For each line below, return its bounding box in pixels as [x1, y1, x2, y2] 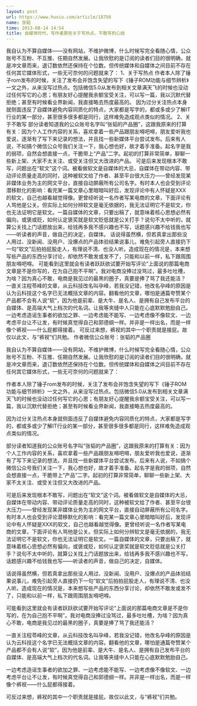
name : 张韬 [6, 19, 31, 25]
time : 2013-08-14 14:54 [6, 25, 64, 31]
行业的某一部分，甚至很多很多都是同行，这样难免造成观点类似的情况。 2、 [6, 113, 186, 120]
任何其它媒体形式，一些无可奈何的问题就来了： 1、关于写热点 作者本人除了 [6, 69, 186, 76]
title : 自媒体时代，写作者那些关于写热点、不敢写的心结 [6, 31, 125, 36]
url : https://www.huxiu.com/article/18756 [6, 14, 111, 20]
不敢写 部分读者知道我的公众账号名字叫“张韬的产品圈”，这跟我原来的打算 [11, 121, 187, 128]
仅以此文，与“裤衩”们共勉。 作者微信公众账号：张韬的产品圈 [6, 334, 151, 341]
